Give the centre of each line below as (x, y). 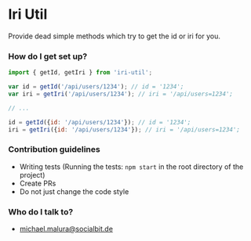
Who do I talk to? (41, 211)
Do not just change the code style (74, 191)
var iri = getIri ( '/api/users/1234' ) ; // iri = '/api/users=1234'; (121, 94)
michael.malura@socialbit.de (66, 229)
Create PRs (38, 183)
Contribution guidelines (54, 149)
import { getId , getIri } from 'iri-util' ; (80, 73)
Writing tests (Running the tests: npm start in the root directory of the (131, 167)
